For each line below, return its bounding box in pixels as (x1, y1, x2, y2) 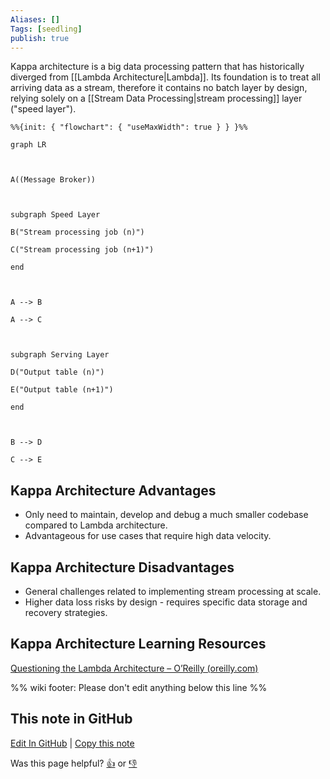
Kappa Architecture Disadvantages (10, 559, 235, 576)
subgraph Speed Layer (10, 210, 101, 220)
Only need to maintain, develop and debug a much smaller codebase (24, 509, 309, 521)
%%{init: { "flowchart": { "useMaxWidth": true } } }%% (10, 122, 248, 133)
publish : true (10, 33, 70, 43)
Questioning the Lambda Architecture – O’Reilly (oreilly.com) (10, 662, 259, 674)
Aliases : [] (10, 14, 60, 25)
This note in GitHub (10, 711, 133, 728)
